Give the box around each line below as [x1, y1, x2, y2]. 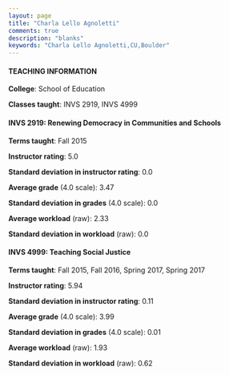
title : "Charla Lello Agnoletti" [8, 19, 120, 27]
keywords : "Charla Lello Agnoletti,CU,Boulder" [8, 42, 171, 50]
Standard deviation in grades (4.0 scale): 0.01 [8, 327, 162, 337]
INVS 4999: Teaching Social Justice [8, 248, 131, 257]
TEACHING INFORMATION [8, 66, 98, 76]
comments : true [8, 26, 59, 34]
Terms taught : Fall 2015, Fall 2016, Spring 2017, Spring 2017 [8, 265, 206, 275]
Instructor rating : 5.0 [8, 151, 78, 161]
